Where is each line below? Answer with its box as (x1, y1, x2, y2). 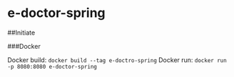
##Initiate (7, 28, 36, 37)
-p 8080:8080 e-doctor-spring (7, 63, 98, 70)
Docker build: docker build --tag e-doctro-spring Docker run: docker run (7, 55, 227, 64)
